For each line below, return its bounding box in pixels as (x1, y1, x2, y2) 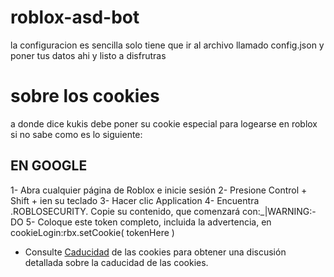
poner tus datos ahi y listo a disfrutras (10, 49, 167, 61)
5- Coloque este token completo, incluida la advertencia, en (25, 216, 272, 228)
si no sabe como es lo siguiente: (10, 128, 143, 140)
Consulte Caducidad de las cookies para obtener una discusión (24, 246, 287, 258)
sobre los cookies (10, 85, 160, 108)
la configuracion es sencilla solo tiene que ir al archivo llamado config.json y (10, 39, 325, 51)
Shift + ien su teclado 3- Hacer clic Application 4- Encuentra (10, 194, 260, 206)
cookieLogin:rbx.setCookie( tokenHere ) (10, 226, 175, 238)
